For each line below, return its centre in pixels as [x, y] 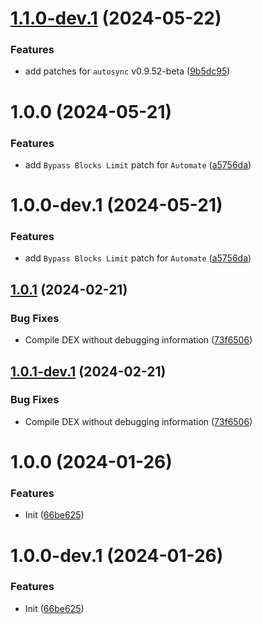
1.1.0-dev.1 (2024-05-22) [116, 18]
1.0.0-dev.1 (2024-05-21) [116, 205]
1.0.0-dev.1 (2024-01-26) [117, 555]
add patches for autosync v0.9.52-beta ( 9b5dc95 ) [127, 71]
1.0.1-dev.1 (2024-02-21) [88, 371]
